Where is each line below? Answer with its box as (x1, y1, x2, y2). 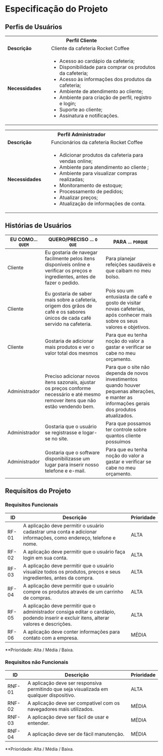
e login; (59, 100, 76, 107)
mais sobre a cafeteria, (45, 296, 97, 303)
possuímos (106, 438, 131, 445)
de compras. (23, 594, 52, 601)
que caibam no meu (106, 267, 151, 274)
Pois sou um (106, 287, 134, 294)
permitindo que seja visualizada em (27, 686, 108, 692)
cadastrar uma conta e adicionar (23, 528, 97, 535)
